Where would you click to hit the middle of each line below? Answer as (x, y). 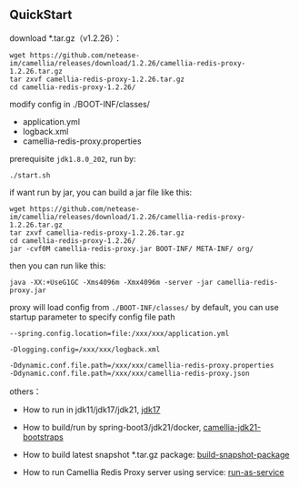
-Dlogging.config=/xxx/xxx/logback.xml (85, 350)
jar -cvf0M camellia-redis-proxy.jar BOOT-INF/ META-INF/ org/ (132, 249)
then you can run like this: (58, 265)
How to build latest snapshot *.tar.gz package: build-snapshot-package (156, 454)
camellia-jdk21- (232, 427)
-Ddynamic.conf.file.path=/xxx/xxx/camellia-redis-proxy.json (130, 373)
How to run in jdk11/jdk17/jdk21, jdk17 (91, 410)
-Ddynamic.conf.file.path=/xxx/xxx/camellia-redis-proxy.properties (142, 365)
